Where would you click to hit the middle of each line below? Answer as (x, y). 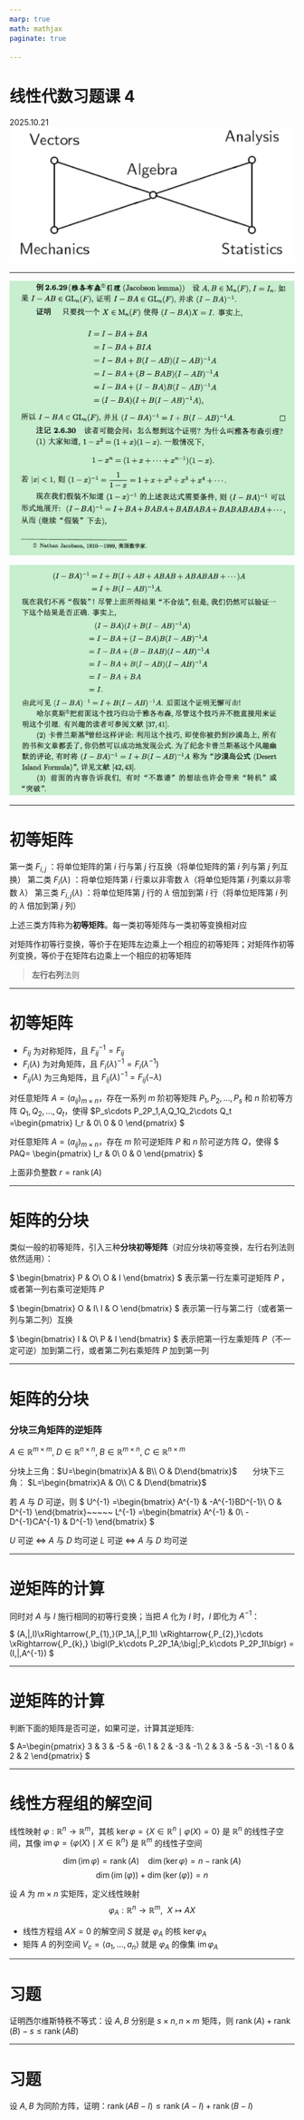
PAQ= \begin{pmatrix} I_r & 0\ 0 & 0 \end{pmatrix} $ (106, 1153)
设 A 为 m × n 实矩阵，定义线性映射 (75, 1894)
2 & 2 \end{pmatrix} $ (50, 1756)
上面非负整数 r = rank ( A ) (56, 1172)
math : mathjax (36, 29)
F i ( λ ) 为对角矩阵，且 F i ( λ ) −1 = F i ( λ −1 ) (91, 1064)
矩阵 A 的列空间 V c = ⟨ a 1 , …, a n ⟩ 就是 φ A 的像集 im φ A (120, 1945)
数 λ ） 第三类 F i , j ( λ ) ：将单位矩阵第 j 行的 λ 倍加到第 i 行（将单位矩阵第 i (143, 894)
